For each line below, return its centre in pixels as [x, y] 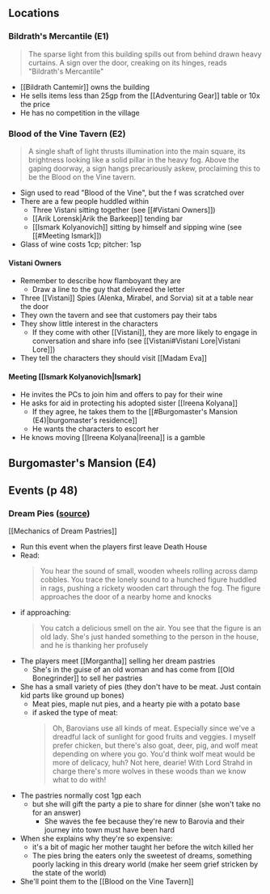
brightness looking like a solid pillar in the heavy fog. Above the [134, 159]
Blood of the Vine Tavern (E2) [67, 133]
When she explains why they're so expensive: [96, 839]
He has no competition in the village [80, 112]
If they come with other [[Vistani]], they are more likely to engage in [144, 333]
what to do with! [79, 780]
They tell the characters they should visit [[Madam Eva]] [114, 358]
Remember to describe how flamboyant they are [101, 281]
